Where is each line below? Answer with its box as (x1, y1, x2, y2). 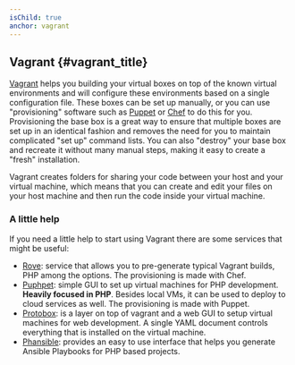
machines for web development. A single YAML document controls (21, 317, 268, 327)
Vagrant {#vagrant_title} (9, 55, 148, 70)
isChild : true (9, 13, 63, 22)
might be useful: (9, 242, 70, 253)
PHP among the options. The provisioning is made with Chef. (21, 269, 247, 280)
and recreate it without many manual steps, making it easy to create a (9, 145, 265, 156)
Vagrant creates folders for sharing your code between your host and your (9, 172, 283, 182)
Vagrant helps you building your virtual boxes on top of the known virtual (9, 78, 277, 89)
